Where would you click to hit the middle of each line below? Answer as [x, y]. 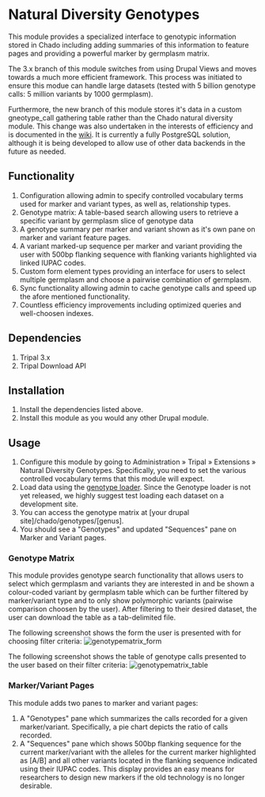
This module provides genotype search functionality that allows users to [126, 575]
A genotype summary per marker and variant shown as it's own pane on [137, 229]
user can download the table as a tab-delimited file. [92, 618]
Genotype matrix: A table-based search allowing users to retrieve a [129, 212]
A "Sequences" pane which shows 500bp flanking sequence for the [131, 743]
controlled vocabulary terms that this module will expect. [112, 479]
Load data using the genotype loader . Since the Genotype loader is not [135, 487]
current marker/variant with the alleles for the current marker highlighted [138, 752]
